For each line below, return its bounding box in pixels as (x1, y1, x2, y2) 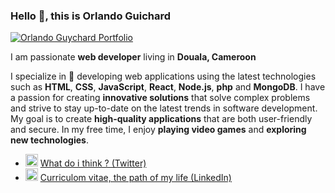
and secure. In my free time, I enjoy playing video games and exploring (10, 124, 307, 136)
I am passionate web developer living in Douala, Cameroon (10, 51, 257, 63)
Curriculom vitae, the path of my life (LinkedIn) (39, 172, 232, 184)
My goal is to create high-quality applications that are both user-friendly (10, 113, 313, 125)
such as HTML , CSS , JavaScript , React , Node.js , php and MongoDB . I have (10, 81, 326, 93)
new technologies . (10, 134, 89, 146)
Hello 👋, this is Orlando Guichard (10, 9, 172, 23)
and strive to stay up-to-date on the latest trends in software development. (10, 102, 318, 114)
